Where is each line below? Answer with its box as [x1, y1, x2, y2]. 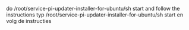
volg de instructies [6, 18, 52, 24]
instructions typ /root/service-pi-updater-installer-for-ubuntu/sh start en [6, 11, 183, 18]
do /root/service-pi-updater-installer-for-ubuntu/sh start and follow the [6, 5, 180, 12]
